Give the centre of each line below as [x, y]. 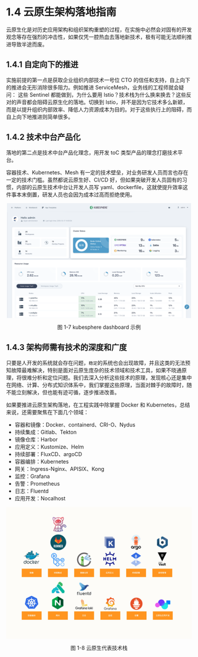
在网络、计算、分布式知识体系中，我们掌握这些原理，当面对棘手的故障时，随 [99, 385]
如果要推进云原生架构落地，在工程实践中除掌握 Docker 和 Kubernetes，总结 [98, 405]
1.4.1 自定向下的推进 [42, 65]
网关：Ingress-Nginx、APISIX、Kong [60, 468]
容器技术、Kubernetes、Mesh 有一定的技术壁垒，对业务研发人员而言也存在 [97, 172]
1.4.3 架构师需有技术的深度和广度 [67, 347]
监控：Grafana [32, 476]
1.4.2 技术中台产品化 [43, 137]
